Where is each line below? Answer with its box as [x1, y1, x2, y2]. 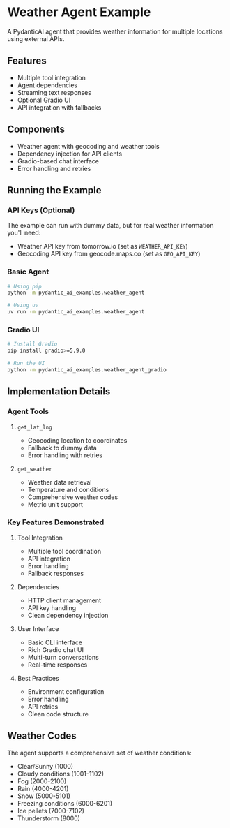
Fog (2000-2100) [17, 776, 67, 785]
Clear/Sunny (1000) [17, 762, 74, 770]
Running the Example [7, 184, 102, 196]
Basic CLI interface [27, 638, 82, 646]
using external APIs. [7, 34, 65, 43]
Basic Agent [7, 267, 49, 276]
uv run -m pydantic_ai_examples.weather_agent [7, 309, 145, 316]
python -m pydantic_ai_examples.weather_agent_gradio [7, 366, 167, 374]
